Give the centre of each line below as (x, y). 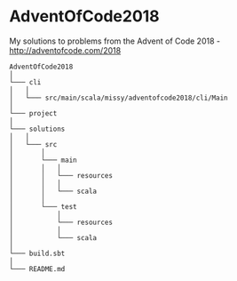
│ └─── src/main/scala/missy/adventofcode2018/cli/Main (118, 98)
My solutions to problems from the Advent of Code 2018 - (115, 41)
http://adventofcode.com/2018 (65, 50)
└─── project (33, 113)
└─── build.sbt (37, 253)
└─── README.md (37, 269)
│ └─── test (43, 206)
